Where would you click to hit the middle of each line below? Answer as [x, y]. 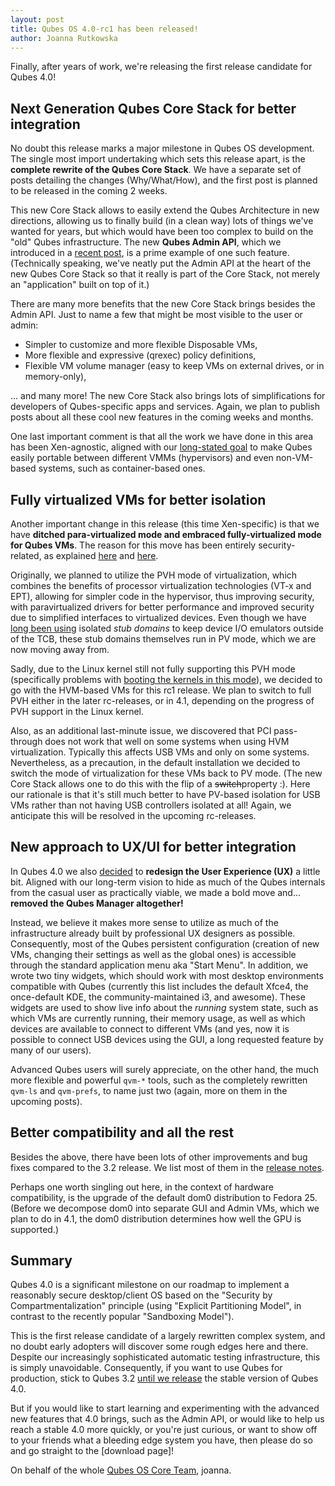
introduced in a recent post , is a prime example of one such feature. [150, 253]
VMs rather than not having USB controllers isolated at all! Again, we [151, 805]
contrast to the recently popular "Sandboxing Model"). [122, 1317]
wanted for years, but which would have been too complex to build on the [162, 232]
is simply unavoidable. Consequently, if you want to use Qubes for [146, 1368]
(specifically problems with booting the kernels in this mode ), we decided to [166, 679]
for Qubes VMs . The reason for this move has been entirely [133, 545]
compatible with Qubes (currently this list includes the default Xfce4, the [159, 986]
